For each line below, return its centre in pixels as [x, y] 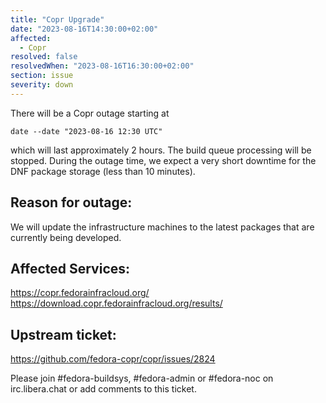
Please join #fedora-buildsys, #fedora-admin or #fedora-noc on [142, 378]
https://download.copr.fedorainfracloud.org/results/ [116, 303]
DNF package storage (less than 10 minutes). [103, 171]
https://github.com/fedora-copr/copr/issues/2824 [113, 359]
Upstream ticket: [63, 334]
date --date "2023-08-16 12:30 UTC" [86, 131]
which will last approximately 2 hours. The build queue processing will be [161, 150]
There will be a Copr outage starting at [90, 113]
